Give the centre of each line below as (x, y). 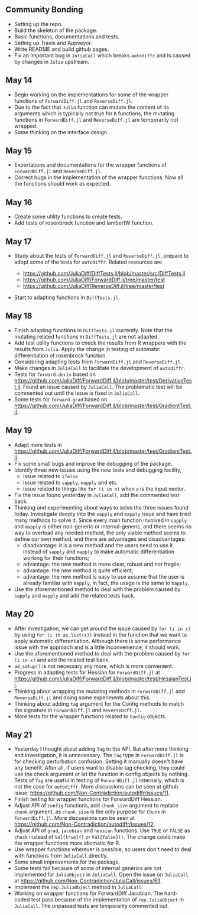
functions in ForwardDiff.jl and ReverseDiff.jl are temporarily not (96, 119)
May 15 (19, 151)
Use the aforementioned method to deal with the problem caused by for (102, 653)
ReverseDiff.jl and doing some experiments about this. (82, 697)
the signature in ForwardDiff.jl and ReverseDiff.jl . (77, 710)
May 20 (20, 614)
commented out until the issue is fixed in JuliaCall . (77, 393)
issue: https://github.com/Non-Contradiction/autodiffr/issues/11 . (92, 793)
